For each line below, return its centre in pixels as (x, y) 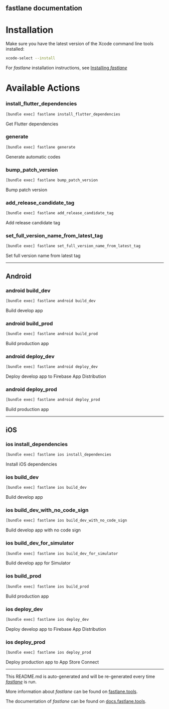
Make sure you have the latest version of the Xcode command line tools (80, 44)
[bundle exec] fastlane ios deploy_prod (49, 653)
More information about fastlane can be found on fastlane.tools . (72, 691)
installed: (15, 49)
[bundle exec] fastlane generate (41, 147)
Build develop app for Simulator (38, 563)
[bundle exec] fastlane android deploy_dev (52, 367)
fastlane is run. (21, 681)
